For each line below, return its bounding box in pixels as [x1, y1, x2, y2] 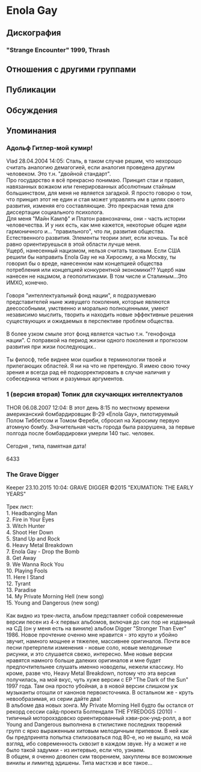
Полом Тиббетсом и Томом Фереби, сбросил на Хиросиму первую [6, 416, 179, 424]
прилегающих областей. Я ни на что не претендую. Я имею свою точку [6, 362, 191, 369]
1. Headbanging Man [6, 509, 58, 516]
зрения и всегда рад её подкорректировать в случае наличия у [6, 369, 170, 376]
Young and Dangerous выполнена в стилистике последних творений [6, 721, 182, 728]
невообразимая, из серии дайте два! [6, 695, 101, 702]
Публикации [6, 85, 56, 95]
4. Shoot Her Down [6, 529, 54, 536]
